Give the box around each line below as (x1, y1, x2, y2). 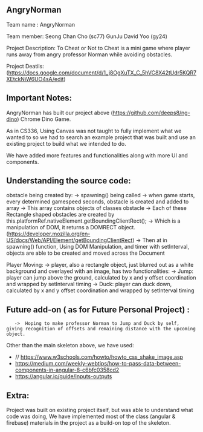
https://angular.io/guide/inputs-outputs (14, 373, 112, 380)
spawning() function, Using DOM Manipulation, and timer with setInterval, (6, 243, 189, 250)
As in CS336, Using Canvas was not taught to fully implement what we (6, 127, 182, 134)
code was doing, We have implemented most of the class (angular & (6, 413, 176, 420)
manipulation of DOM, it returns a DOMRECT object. (6, 224, 136, 231)
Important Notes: (6, 93, 72, 103)
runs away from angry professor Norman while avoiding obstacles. (6, 51, 173, 58)
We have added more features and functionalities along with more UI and (6, 151, 188, 159)
